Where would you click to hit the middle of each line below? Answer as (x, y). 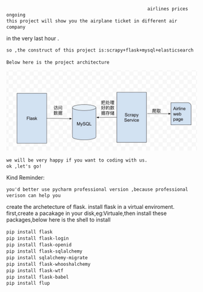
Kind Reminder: (25, 177)
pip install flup (28, 283)
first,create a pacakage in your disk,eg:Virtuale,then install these (87, 213)
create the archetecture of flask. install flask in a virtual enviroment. (90, 206)
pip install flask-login (38, 238)
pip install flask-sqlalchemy (45, 251)
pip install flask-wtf (35, 270)
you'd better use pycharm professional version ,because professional (97, 189)
